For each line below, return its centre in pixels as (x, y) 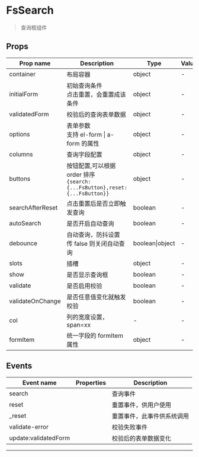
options (20, 134)
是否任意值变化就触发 (96, 297)
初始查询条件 (84, 85)
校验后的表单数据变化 (142, 438)
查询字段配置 (84, 154)
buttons (20, 179)
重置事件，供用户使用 (142, 405)
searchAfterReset (33, 207)
